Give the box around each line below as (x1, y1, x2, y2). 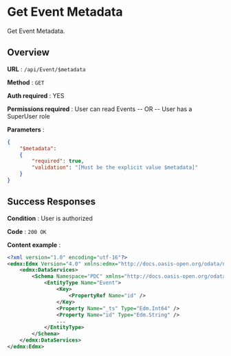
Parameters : (7, 125, 45, 134)
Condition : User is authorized (7, 214, 93, 222)
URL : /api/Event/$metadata (7, 64, 86, 73)
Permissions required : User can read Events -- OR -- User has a (7, 104, 192, 113)
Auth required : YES (7, 91, 65, 99)
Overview (7, 47, 50, 58)
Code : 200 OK (7, 227, 47, 235)
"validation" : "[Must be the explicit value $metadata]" (32, 164, 198, 171)
